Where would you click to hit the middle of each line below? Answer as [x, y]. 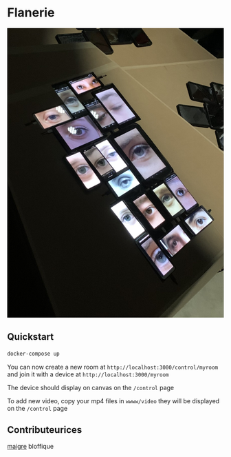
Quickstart [31, 337]
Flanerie [31, 13]
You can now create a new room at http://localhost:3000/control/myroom [113, 367]
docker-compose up [33, 354]
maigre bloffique [30, 447]
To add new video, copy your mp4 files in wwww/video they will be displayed [113, 400]
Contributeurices [45, 430]
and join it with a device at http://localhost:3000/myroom [88, 374]
